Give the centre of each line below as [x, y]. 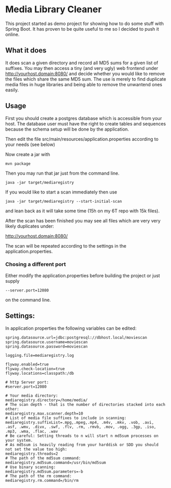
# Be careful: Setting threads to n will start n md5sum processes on [82, 436]
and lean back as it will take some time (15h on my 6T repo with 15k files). [82, 211]
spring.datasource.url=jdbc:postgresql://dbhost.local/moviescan [76, 337]
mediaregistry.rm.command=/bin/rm [42, 480]
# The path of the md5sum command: [43, 458]
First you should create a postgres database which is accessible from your [84, 118]
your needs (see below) [30, 144]
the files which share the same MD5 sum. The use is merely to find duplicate [86, 79]
